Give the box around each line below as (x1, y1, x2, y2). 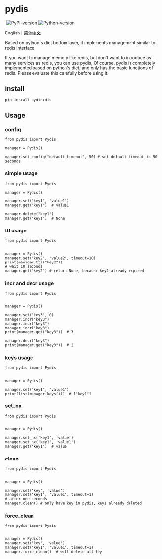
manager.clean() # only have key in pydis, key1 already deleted (5, 501, 142, 506)
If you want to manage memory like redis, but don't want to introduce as (5, 54, 152, 60)
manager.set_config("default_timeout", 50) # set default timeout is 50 (5, 154, 158, 160)
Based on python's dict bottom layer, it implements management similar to (5, 39, 156, 45)
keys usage (5, 354, 33, 361)
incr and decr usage (5, 280, 54, 287)
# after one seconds (5, 496, 48, 502)
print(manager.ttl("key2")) (5, 260, 63, 264)
